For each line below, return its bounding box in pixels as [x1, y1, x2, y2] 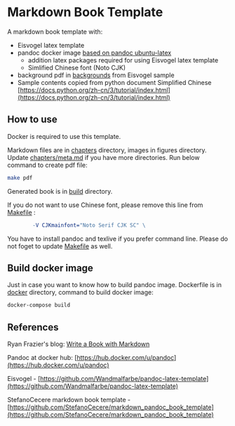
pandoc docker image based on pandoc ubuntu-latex [17, 48, 172, 57]
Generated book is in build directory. [7, 187, 113, 195]
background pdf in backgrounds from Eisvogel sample [17, 71, 175, 79]
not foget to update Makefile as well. [7, 241, 113, 250]
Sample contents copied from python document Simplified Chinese [17, 78, 212, 86]
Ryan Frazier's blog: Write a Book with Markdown [7, 340, 150, 348]
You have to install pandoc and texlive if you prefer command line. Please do [7, 234, 228, 243]
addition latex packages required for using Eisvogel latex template [27, 55, 219, 64]
